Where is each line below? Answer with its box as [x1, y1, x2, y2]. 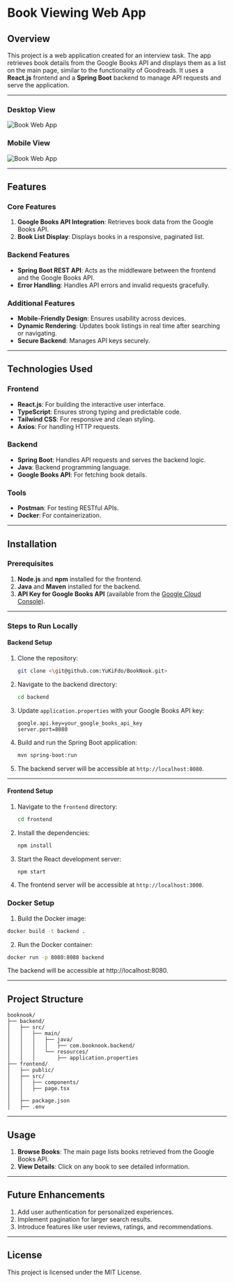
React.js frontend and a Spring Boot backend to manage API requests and [7, 73, 221, 82]
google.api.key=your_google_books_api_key [17, 720, 143, 727]
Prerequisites [7, 559, 54, 569]
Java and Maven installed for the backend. [17, 582, 141, 590]
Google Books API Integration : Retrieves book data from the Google [17, 218, 214, 226]
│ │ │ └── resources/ [7, 1048, 89, 1056]
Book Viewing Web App [7, 5, 146, 21]
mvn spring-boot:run [17, 751, 77, 759]
